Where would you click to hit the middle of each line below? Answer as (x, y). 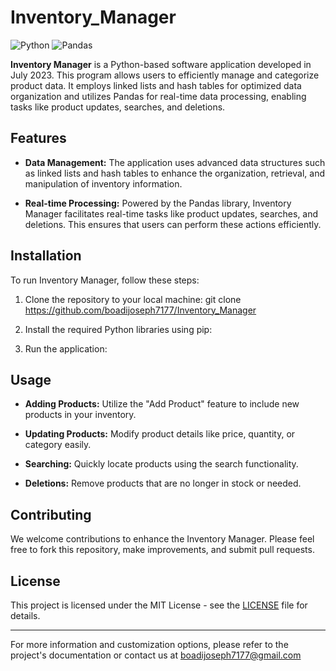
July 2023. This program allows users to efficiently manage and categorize (165, 75)
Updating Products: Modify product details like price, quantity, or (160, 434)
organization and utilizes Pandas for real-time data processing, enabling (158, 96)
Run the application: (66, 348)
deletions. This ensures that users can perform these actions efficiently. (173, 224)
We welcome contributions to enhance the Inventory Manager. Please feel (162, 539)
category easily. (58, 445)
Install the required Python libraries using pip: (118, 329)
